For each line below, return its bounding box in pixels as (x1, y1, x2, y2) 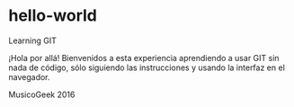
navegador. (8, 71, 50, 82)
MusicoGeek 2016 (8, 89, 76, 100)
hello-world (8, 5, 98, 26)
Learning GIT (8, 35, 58, 46)
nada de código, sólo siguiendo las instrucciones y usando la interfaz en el (8, 62, 285, 73)
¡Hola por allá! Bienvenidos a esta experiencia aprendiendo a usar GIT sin (8, 52, 280, 63)
